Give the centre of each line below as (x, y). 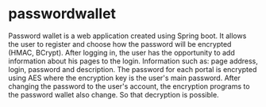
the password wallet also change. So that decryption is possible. (114, 94)
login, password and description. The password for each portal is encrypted (133, 69)
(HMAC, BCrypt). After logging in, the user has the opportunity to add (122, 52)
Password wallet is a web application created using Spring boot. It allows (127, 36)
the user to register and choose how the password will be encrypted (120, 44)
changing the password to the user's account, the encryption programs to (129, 86)
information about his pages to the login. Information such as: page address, (133, 61)
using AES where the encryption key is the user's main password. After (124, 78)
